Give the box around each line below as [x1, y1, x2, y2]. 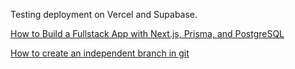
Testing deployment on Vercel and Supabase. [10, 9, 198, 20]
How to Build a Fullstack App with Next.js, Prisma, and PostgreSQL [10, 28, 285, 39]
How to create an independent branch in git [10, 47, 190, 59]
